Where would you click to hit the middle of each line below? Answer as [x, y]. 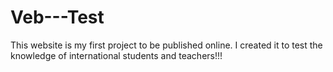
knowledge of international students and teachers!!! [116, 55]
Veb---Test [57, 17]
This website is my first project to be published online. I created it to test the [166, 45]
